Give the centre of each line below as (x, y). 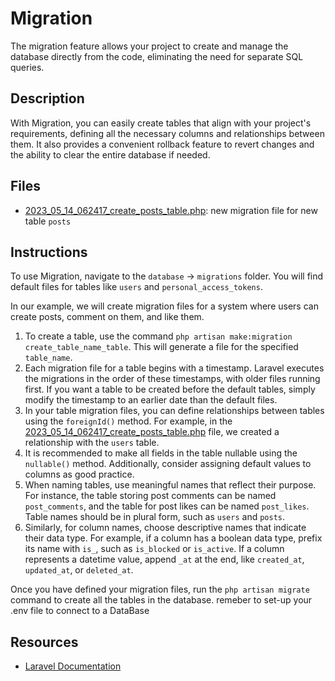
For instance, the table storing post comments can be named (150, 496)
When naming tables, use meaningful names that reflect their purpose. (170, 485)
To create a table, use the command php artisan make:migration (158, 336)
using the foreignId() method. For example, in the (128, 421)
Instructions (49, 252)
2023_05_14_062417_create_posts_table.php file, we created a (152, 432)
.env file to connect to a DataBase (80, 611)
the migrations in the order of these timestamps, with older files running (172, 379)
